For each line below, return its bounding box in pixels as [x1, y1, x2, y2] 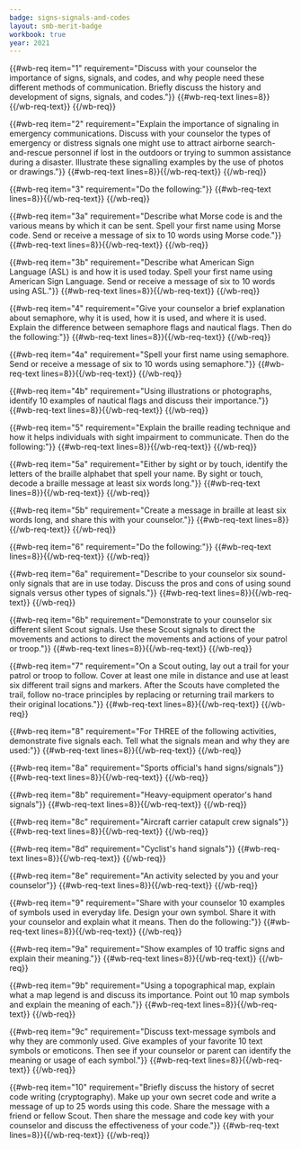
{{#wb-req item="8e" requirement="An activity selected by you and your [9, 870, 279, 882]
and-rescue [9, 148, 53, 158]
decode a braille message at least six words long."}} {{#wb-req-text [9, 478, 261, 489]
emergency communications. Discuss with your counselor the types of [9, 128, 271, 139]
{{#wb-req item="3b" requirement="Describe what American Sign [9, 257, 254, 268]
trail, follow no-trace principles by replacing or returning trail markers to [9, 689, 275, 700]
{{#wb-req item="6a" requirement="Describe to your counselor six [9, 569, 258, 579]
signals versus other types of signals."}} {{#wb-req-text [9, 588, 216, 598]
